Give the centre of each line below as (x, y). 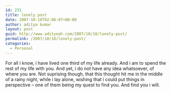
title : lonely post (26, 15)
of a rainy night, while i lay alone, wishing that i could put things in (75, 79)
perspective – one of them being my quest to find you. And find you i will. (83, 85)
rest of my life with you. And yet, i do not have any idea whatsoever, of (80, 68)
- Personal (22, 48)
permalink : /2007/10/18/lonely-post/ (46, 39)
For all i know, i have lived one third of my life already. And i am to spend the (86, 63)
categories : (18, 44)
